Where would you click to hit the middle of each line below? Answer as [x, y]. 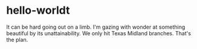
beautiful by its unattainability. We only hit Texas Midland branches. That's [99, 33]
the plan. [17, 39]
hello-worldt [38, 10]
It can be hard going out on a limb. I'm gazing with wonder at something [96, 27]
